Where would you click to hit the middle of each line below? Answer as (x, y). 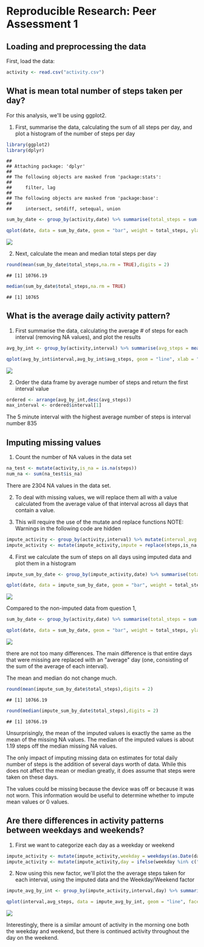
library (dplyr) (25, 150)
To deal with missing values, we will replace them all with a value (96, 497)
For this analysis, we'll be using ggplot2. (56, 115)
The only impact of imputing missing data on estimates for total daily (92, 757)
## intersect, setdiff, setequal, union (63, 209)
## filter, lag (31, 188)
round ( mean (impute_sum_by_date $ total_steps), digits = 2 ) (80, 689)
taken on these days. (32, 777)
